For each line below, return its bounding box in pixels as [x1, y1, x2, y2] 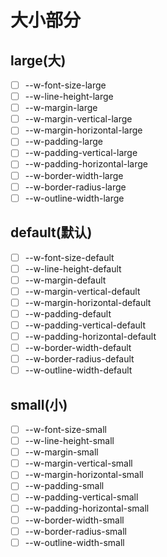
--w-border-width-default [24, 342, 132, 353]
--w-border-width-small [24, 514, 125, 526]
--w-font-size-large [24, 79, 107, 91]
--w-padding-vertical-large [24, 147, 138, 159]
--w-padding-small [24, 480, 105, 492]
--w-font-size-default [24, 251, 115, 263]
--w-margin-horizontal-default [24, 296, 152, 308]
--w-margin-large [24, 102, 98, 114]
